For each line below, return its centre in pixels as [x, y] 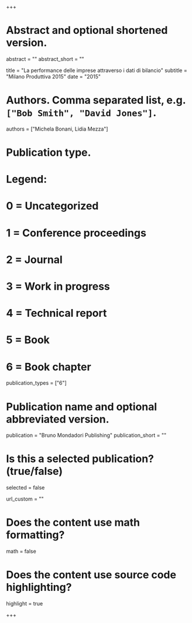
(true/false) [35, 471]
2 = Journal [34, 260]
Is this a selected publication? [80, 459]
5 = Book [28, 340]
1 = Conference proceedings [76, 233]
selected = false [25, 488]
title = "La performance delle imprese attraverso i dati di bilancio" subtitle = [97, 70]
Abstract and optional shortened [87, 30]
